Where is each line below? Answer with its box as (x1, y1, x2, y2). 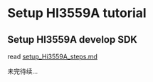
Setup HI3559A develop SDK (7, 34, 137, 46)
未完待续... (7, 67, 38, 76)
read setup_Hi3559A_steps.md (7, 52, 98, 61)
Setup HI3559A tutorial (7, 5, 147, 21)
